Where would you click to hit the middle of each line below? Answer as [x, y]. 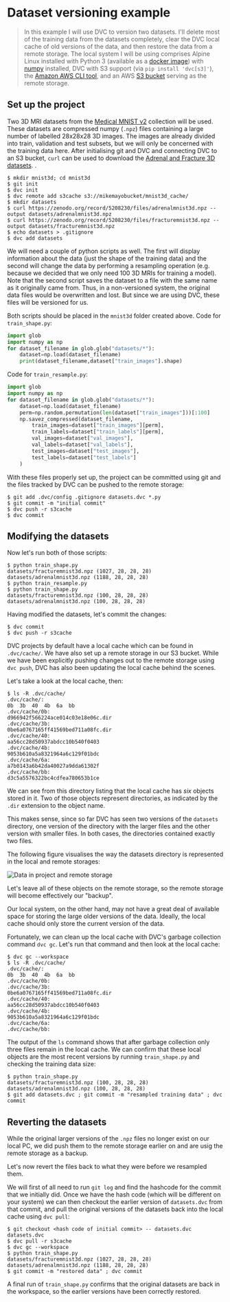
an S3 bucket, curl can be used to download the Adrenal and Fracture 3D [111, 158]
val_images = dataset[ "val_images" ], [83, 438]
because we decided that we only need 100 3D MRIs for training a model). [112, 273]
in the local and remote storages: [54, 862]
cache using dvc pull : [38, 1217]
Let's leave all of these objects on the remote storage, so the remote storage [115, 888]
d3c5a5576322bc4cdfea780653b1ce [53, 778]
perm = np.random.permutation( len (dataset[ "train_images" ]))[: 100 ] [115, 413]
